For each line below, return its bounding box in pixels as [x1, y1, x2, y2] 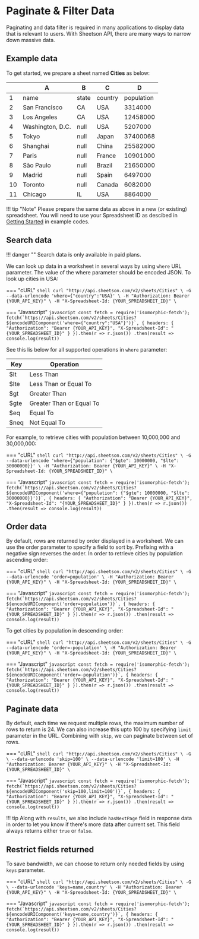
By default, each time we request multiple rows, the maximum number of [6, 720, 184, 727]
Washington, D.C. [23, 122, 71, 131]
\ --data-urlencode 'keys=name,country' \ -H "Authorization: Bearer [6, 884, 182, 890]
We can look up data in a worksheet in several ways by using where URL [6, 263, 182, 270]
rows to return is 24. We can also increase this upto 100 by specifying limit [6, 726, 191, 733]
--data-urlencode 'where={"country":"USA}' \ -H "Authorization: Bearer [6, 293, 190, 299]
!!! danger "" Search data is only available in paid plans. [6, 251, 141, 258]
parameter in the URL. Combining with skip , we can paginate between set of [6, 732, 194, 739]
